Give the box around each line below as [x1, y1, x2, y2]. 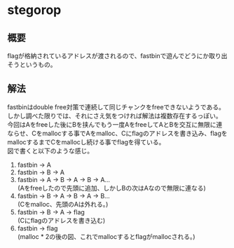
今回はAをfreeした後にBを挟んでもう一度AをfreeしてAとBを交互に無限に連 [7, 120, 223, 128]
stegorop [7, 2, 62, 18]
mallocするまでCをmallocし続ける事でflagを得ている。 [7, 137, 165, 146]
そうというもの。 [7, 60, 57, 69]
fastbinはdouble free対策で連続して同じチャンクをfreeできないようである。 [7, 102, 226, 111]
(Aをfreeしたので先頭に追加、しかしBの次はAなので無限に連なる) [17, 184, 207, 192]
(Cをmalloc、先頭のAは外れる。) [17, 200, 109, 208]
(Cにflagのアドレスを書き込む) [17, 216, 106, 224]
